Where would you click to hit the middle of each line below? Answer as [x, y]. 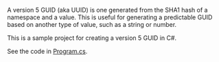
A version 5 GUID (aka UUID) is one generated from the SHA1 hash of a [107, 10]
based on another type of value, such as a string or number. [92, 24]
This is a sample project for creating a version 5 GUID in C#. [92, 38]
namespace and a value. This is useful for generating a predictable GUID [110, 17]
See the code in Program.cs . [47, 51]
